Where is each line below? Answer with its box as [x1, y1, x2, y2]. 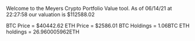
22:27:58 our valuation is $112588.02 [6, 11, 95, 18]
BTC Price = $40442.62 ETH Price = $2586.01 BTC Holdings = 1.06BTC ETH [6, 23, 190, 29]
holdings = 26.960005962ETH [6, 28, 80, 35]
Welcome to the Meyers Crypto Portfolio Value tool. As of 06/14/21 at [6, 5, 172, 12]
